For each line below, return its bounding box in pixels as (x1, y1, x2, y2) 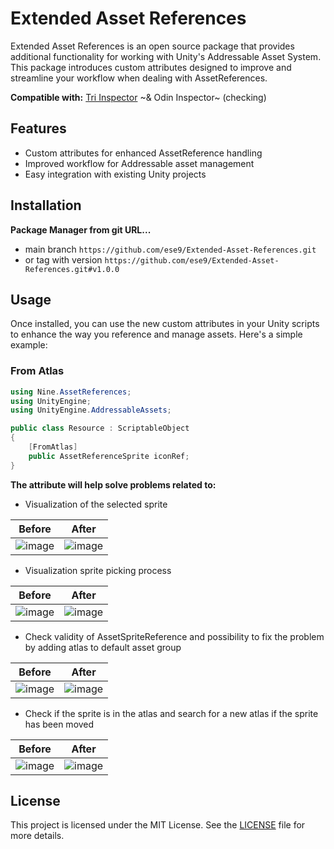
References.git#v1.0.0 (24, 264, 120, 274)
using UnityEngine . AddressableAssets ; (10, 405, 172, 416)
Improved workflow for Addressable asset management (24, 157, 255, 169)
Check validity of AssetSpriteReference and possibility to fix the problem (24, 630, 325, 642)
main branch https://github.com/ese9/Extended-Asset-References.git (24, 243, 317, 255)
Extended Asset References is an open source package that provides (10, 40, 295, 52)
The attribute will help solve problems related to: (10, 478, 217, 491)
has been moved (24, 718, 95, 730)
